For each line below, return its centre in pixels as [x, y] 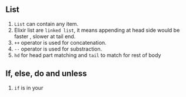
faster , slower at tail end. [45, 36]
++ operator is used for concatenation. [60, 42]
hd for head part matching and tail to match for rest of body [87, 55]
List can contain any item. [46, 24]
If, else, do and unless [46, 74]
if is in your [29, 88]
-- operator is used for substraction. [58, 49]
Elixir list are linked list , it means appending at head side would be [97, 30]
